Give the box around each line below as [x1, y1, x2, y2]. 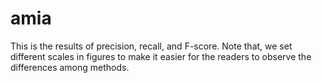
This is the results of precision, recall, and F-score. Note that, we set [10, 40, 293, 52]
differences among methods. [10, 61, 130, 73]
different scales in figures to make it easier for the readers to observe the [10, 50, 312, 62]
